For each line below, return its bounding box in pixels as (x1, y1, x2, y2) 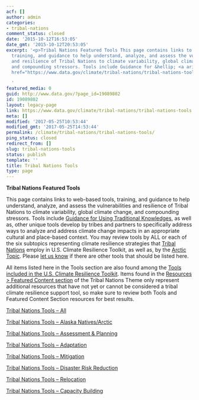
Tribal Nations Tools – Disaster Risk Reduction (6, 364, 118, 372)
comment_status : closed (6, 31, 65, 37)
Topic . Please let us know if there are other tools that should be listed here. (6, 252, 189, 260)
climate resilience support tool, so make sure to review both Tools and (6, 289, 177, 296)
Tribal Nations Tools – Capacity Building (6, 388, 104, 395)
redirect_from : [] (6, 140, 52, 146)
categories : (6, 20, 36, 25)
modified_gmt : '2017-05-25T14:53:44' (6, 124, 99, 130)
